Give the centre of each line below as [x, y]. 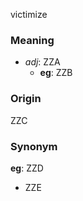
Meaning [32, 40]
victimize [29, 14]
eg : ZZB [56, 73]
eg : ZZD [27, 168]
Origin [26, 99]
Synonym [34, 146]
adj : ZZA [42, 62]
